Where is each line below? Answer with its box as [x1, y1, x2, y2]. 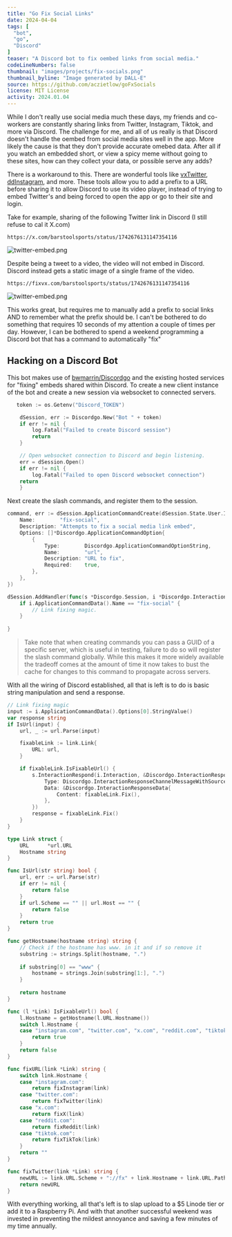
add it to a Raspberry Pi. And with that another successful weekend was [7, 1207, 213, 1216]
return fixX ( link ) [32, 1110, 85, 1117]
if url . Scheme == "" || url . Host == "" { [19, 899, 141, 906]
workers [7, 120, 31, 128]
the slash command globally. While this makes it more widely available [23, 653, 224, 661]
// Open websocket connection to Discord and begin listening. [19, 452, 206, 459]
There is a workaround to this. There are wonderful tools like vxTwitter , [7, 170, 209, 178]
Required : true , [43, 562, 100, 569]
